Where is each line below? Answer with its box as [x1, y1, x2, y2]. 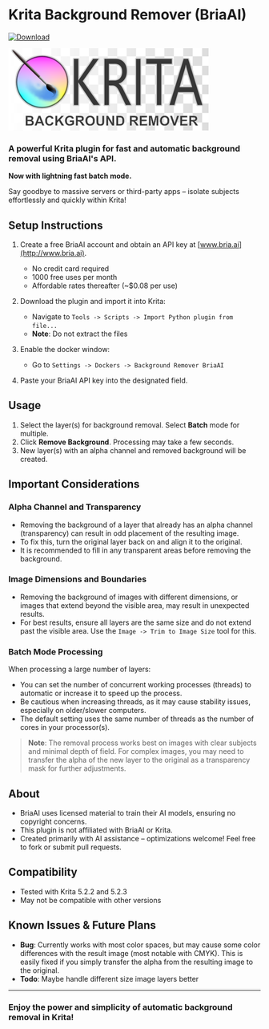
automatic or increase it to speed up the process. [19, 688, 183, 699]
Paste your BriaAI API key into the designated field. [19, 375, 188, 386]
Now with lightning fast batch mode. [8, 171, 132, 181]
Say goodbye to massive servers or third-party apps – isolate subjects [8, 187, 240, 196]
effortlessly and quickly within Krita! [8, 195, 126, 205]
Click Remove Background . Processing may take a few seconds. [19, 437, 235, 447]
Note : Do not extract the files [31, 329, 128, 338]
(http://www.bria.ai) [19, 249, 86, 258]
